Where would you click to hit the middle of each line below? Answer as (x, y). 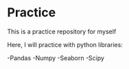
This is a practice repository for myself (62, 31)
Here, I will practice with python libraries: (65, 44)
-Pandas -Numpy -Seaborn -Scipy (56, 58)
